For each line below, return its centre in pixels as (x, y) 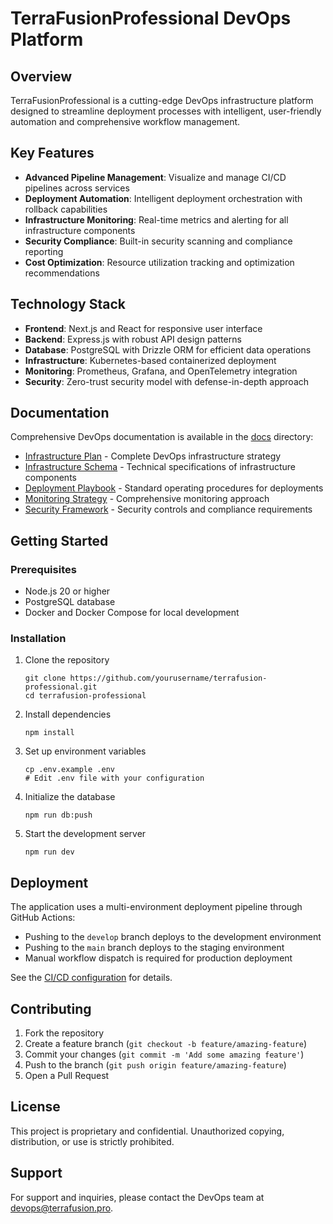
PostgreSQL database (70, 602)
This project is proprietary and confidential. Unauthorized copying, (147, 1131)
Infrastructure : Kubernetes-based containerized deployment (150, 360)
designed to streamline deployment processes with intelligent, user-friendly (166, 111)
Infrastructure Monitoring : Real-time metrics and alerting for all (156, 219)
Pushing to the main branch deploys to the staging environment (154, 948)
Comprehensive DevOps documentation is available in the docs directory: (162, 437)
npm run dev (49, 852)
